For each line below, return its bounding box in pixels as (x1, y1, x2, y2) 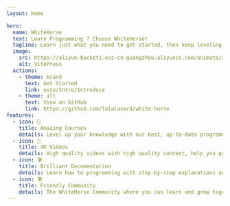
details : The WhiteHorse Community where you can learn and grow (19, 188, 210, 196)
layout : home (6, 10, 44, 17)
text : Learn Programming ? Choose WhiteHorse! (12, 35, 148, 42)
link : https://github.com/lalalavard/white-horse (24, 106, 170, 113)
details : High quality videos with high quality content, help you (19, 150, 216, 157)
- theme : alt (19, 93, 56, 100)
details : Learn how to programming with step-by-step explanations (19, 169, 216, 176)
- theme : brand (19, 73, 62, 80)
